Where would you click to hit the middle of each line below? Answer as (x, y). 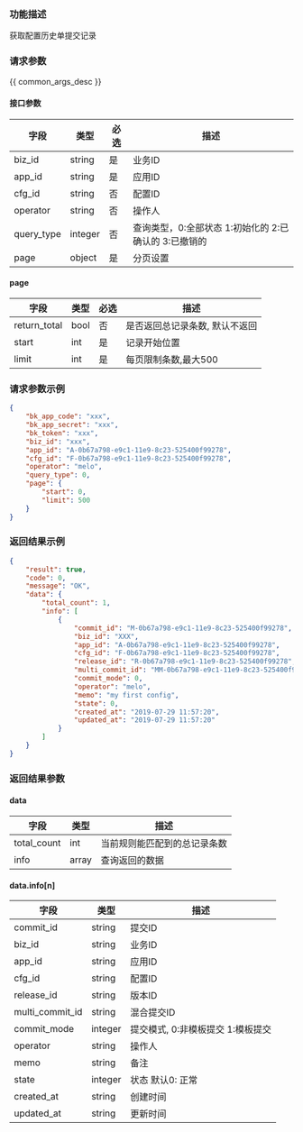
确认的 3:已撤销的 (170, 241)
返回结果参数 (37, 779)
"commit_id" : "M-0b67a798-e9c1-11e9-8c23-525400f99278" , (183, 628)
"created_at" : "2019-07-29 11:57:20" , (147, 712)
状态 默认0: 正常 (164, 1081)
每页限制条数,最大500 (172, 360)
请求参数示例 (37, 388)
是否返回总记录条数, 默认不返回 (192, 326)
